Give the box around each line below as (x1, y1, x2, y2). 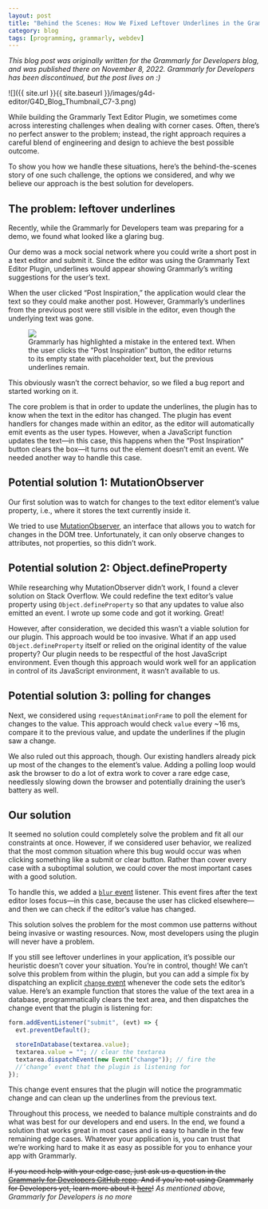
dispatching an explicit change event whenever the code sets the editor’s (8, 978, 246, 988)
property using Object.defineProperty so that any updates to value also (8, 599, 245, 609)
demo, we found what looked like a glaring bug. (8, 232, 165, 241)
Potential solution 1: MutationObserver (8, 476, 205, 490)
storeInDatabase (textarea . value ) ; (15, 1040, 130, 1049)
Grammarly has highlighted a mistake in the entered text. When (28, 337, 235, 347)
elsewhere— (213, 896, 255, 905)
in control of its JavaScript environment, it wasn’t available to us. (8, 666, 221, 675)
